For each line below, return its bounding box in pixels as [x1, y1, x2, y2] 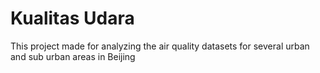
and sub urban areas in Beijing [10, 50, 136, 62]
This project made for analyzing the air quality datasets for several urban [10, 40, 310, 52]
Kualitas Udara [10, 7, 135, 30]
